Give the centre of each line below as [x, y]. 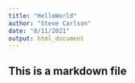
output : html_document [46, 38]
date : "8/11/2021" [39, 31]
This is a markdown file [67, 71]
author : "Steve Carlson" [50, 23]
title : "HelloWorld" [43, 16]
